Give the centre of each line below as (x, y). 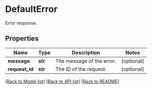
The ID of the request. (81, 69)
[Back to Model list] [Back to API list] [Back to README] (62, 81)
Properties (22, 39)
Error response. (21, 23)
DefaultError (31, 9)
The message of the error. (86, 61)
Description (86, 52)
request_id (21, 69)
